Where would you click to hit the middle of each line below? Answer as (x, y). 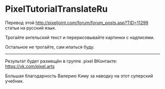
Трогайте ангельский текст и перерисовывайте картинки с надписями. (80, 37)
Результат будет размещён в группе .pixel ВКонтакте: (61, 61)
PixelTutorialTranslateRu (56, 9)
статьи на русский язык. (31, 28)
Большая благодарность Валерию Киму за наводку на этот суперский (79, 76)
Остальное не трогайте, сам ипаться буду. (50, 47)
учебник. (14, 81)
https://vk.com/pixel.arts (30, 66)
